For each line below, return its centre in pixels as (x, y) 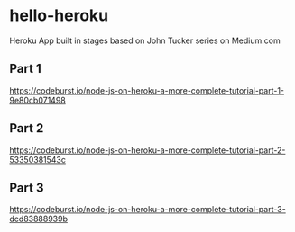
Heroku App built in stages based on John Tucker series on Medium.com (145, 40)
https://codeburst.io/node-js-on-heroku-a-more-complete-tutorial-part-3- (147, 210)
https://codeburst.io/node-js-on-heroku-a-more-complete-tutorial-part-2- (147, 150)
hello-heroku (59, 16)
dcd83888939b (39, 219)
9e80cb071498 (37, 100)
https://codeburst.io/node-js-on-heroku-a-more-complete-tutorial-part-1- (147, 90)
